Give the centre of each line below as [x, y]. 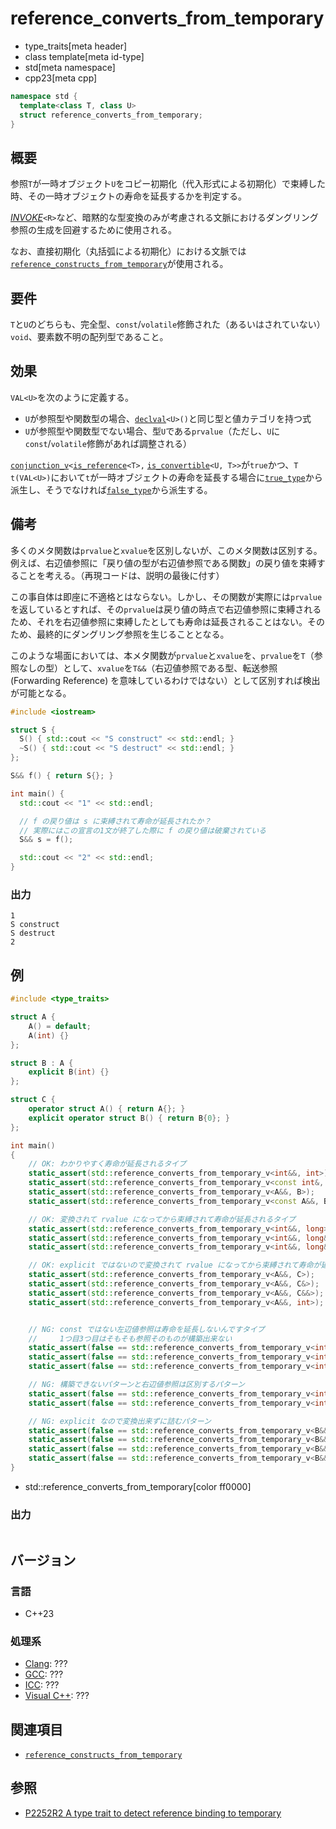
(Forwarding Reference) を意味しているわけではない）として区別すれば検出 [165, 680]
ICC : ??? [42, 1685]
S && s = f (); [46, 840]
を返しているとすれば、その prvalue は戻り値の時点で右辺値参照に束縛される [166, 609]
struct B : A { [42, 1063]
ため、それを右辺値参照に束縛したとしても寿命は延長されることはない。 [159, 621]
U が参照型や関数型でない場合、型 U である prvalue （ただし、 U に [152, 431]
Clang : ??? [46, 1664]
